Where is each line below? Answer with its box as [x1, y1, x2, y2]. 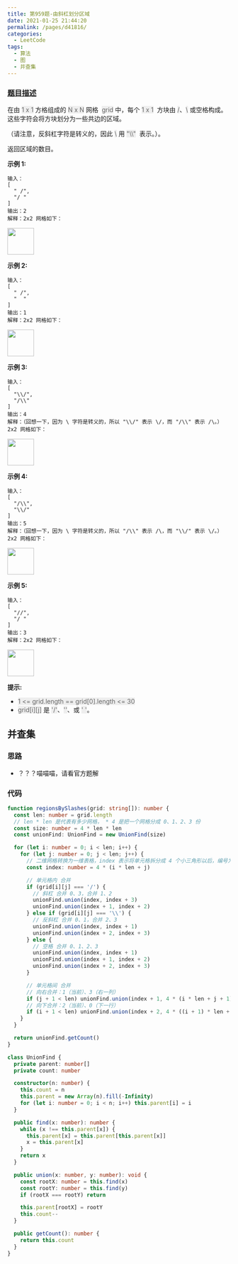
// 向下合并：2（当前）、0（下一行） [25, 1002, 119, 1009]
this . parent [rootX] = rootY [20, 1204, 103, 1211]
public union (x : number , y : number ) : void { [13, 1171, 147, 1179]
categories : [7, 30, 42, 38]
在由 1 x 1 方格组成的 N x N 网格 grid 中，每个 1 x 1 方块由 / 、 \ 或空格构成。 [7, 105, 227, 114]
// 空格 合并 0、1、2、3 [33, 942, 98, 950]
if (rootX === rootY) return [20, 1191, 106, 1199]
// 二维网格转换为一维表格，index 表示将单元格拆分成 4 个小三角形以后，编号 [25, 857, 228, 865]
